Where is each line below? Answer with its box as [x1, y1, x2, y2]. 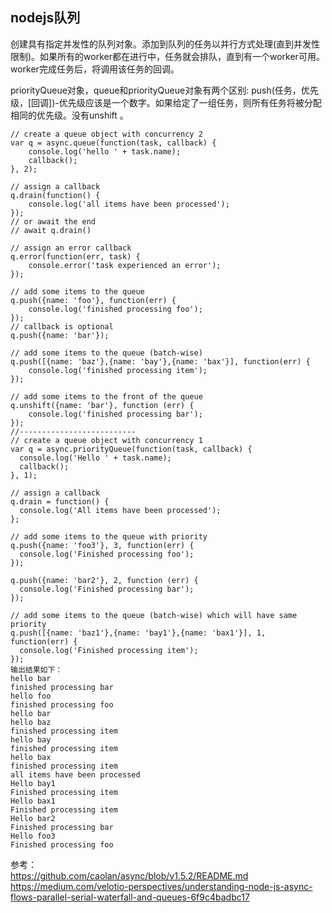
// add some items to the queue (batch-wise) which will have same [10, 610, 298, 620]
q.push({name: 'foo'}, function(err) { [10, 295, 177, 305]
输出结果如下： [10, 664, 63, 675]
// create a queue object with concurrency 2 [10, 129, 203, 139]
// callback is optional [10, 321, 114, 332]
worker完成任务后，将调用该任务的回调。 [10, 63, 180, 75]
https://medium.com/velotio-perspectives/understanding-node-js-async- [10, 880, 313, 892]
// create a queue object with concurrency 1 [10, 435, 203, 445]
